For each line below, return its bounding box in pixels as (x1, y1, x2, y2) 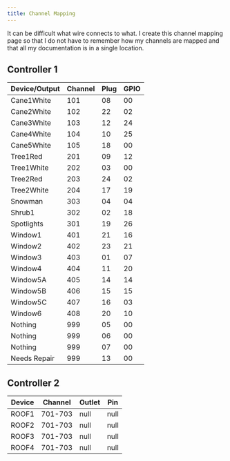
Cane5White (10, 141, 52, 150)
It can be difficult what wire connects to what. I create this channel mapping (7, 29, 223, 37)
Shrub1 (10, 208, 35, 217)
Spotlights (10, 219, 44, 228)
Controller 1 (7, 63, 58, 76)
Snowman (10, 197, 44, 206)
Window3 (10, 253, 42, 262)
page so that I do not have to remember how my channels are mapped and (7, 36, 220, 45)
